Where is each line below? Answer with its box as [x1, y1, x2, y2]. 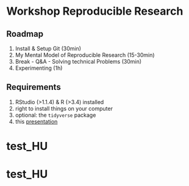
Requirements [6, 82, 61, 92]
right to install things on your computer [15, 105, 113, 112]
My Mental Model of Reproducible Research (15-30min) [15, 51, 155, 59]
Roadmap [6, 29, 44, 39]
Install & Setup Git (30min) [15, 45, 81, 52]
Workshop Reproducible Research [6, 4, 184, 18]
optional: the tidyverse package [15, 111, 96, 119]
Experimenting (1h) [15, 64, 63, 72]
